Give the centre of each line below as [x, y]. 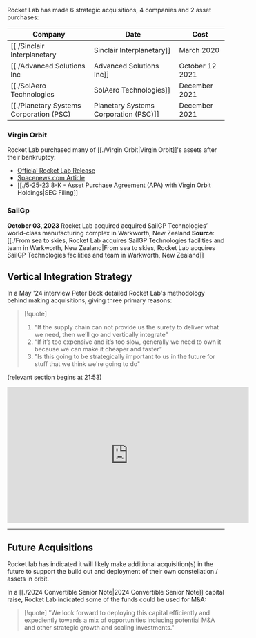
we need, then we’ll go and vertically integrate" [101, 335]
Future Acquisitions [50, 547]
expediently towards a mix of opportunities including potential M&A [119, 620]
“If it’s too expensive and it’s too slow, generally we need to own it [128, 342]
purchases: [23, 17]
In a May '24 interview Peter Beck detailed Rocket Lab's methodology [106, 293]
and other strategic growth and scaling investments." [99, 628]
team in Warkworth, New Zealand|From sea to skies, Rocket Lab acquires [111, 247]
